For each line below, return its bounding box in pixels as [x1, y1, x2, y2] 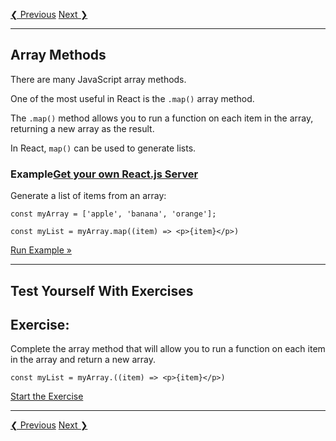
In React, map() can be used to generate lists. [10, 142, 197, 154]
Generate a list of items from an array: [10, 190, 167, 202]
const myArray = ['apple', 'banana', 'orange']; [10, 209, 217, 219]
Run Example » [10, 244, 72, 256]
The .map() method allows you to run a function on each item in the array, [10, 112, 314, 124]
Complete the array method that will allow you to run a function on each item [10, 343, 326, 355]
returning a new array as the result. [10, 122, 155, 134]
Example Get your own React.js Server [10, 167, 199, 181]
